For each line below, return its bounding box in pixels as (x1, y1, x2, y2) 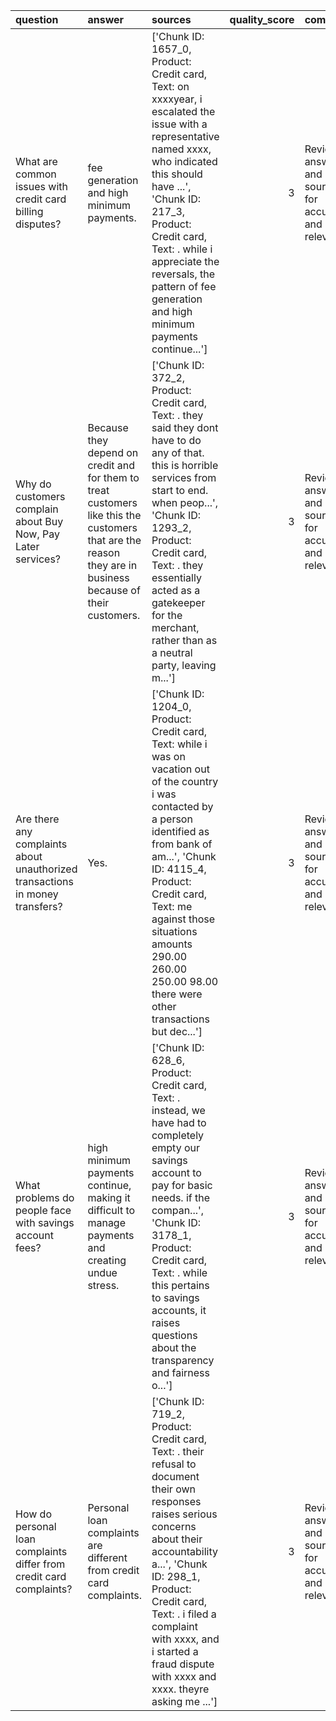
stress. (87, 1279, 120, 1292)
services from (151, 471, 217, 484)
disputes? (15, 217, 62, 231)
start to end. (151, 484, 209, 497)
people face (15, 1204, 72, 1217)
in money (15, 887, 59, 901)
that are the (87, 534, 142, 547)
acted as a (151, 584, 201, 597)
